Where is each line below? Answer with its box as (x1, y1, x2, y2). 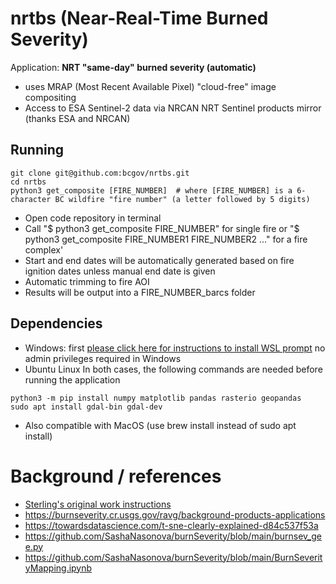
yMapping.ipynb (24, 562, 93, 574)
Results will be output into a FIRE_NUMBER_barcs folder (24, 286, 256, 298)
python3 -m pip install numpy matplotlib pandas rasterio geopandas (10, 393, 302, 403)
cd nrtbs (10, 177, 47, 187)
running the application (24, 373, 121, 386)
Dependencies (10, 315, 103, 332)
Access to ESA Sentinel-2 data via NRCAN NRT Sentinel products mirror (24, 102, 322, 114)
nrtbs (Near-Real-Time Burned (10, 7, 269, 30)
